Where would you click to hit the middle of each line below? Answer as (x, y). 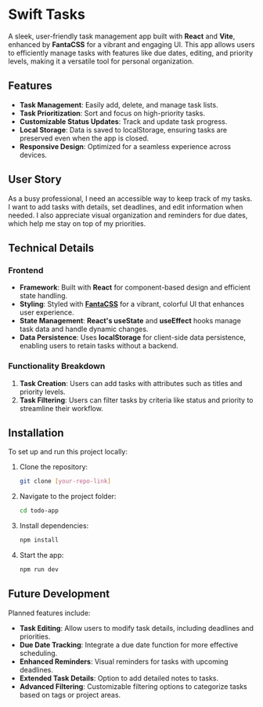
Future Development (59, 594)
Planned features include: (49, 613)
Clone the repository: (54, 467)
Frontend (26, 270)
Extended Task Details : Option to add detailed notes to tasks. (119, 678)
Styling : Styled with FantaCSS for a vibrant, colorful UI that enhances (132, 304)
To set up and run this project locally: (68, 452)
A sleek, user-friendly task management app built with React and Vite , (122, 36)
